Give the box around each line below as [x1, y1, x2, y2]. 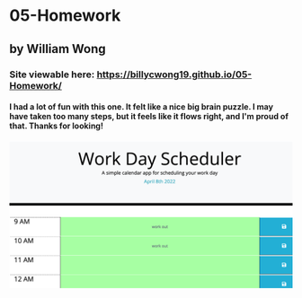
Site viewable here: [9, 68, 95, 81]
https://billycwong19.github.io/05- [96, 68, 253, 81]
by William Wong [9, 41, 106, 57]
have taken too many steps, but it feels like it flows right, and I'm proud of [9, 111, 289, 122]
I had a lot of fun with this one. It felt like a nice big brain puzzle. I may [9, 101, 274, 112]
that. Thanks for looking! [9, 120, 103, 131]
